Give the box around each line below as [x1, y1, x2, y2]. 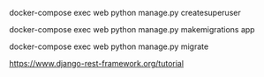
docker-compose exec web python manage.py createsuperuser [9, 8, 241, 17]
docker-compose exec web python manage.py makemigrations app [9, 24, 255, 34]
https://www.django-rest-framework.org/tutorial [9, 59, 184, 68]
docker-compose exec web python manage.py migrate [9, 41, 209, 52]
